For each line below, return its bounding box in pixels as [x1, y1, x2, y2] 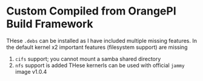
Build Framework [6, 17, 94, 31]
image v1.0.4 [15, 68, 47, 75]
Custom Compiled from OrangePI [6, 4, 177, 18]
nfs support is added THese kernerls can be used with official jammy [15, 62, 185, 69]
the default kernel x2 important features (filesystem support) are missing [6, 44, 188, 51]
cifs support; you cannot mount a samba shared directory [15, 55, 161, 62]
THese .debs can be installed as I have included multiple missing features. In [6, 37, 197, 44]
